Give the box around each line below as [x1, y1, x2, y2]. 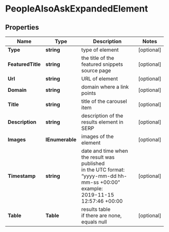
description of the [81, 112, 123, 119]
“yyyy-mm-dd [81, 173, 117, 179]
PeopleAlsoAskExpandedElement [5, 3, 148, 15]
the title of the [81, 55, 115, 61]
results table [81, 206, 111, 212]
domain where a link [81, 83, 129, 90]
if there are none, [81, 212, 122, 219]
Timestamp [8, 173, 36, 179]
